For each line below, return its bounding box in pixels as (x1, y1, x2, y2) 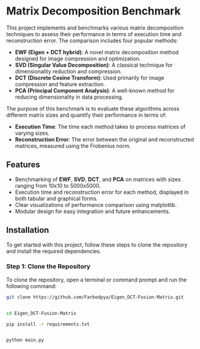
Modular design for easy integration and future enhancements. (14, 208, 171, 215)
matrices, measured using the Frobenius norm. (14, 142, 131, 149)
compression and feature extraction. (14, 80, 105, 88)
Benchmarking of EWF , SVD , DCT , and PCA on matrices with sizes (14, 176, 181, 183)
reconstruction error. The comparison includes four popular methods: (6, 37, 178, 44)
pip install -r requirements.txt (6, 321, 90, 327)
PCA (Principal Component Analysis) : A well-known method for (14, 87, 175, 94)
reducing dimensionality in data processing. (14, 93, 124, 100)
